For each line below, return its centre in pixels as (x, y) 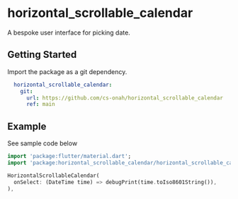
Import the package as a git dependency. (67, 71)
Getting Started (42, 55)
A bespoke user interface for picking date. (69, 32)
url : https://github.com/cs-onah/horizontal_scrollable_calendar (124, 98)
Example (27, 126)
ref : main (40, 104)
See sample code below (42, 143)
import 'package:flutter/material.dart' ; (69, 157)
